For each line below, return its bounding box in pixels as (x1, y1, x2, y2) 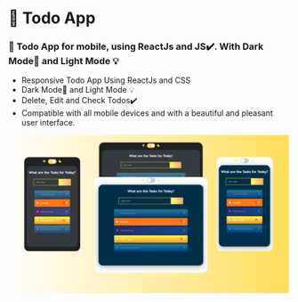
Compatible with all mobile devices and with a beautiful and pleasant (20, 108, 273, 118)
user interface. (20, 118, 76, 128)
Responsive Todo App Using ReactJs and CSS (20, 75, 191, 86)
